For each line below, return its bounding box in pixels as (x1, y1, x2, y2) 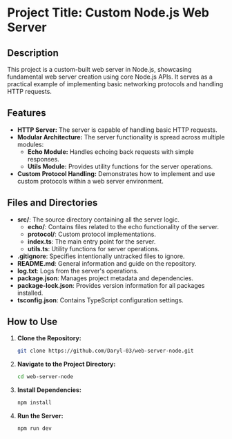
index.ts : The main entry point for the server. (27, 237, 156, 246)
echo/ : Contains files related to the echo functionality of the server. (27, 222, 220, 231)
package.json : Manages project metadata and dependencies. (17, 274, 194, 282)
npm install (17, 399, 52, 407)
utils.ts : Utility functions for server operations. (27, 244, 160, 253)
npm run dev (17, 425, 52, 432)
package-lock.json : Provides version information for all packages (17, 281, 205, 289)
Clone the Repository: (17, 334, 81, 342)
